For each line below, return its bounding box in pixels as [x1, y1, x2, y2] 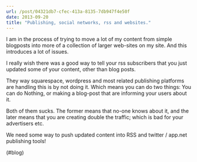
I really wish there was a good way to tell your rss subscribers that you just [6, 59, 187, 67]
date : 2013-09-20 [6, 14, 49, 20]
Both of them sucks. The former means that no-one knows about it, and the [6, 107, 189, 115]
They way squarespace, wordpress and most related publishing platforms [6, 77, 185, 84]
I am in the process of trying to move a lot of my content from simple [6, 36, 172, 43]
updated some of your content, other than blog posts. [6, 66, 136, 73]
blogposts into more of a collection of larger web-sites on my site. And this [6, 42, 187, 49]
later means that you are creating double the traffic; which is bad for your [6, 114, 183, 121]
